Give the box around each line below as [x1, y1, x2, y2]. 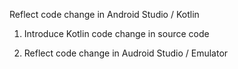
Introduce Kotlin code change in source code [23, 28, 210, 39]
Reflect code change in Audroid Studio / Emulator [23, 47, 229, 59]
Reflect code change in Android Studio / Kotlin [9, 9, 200, 20]
